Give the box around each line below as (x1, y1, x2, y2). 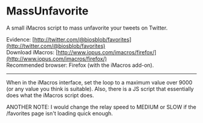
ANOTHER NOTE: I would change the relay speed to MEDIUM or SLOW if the (6, 103, 196, 110)
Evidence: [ (6, 36, 34, 43)
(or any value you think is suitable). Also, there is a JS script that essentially (6, 85, 195, 92)
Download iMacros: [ (6, 48, 59, 55)
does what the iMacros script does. (6, 92, 95, 99)
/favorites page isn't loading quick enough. (6, 110, 113, 117)
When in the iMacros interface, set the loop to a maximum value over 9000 (6, 78, 193, 86)
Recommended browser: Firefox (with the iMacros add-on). (6, 61, 154, 69)
